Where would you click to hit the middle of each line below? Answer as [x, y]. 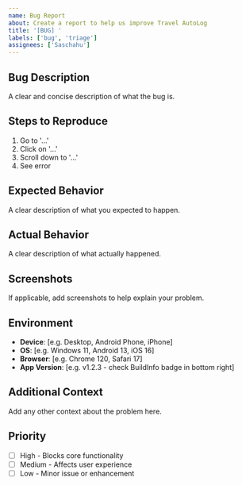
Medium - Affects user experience [76, 464]
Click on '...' [38, 148]
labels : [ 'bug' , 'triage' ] [53, 38]
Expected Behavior [56, 191]
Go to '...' [34, 140]
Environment [41, 323]
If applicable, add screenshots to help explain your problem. [106, 298]
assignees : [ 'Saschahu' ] [49, 45]
